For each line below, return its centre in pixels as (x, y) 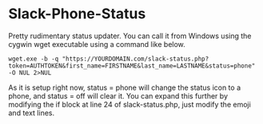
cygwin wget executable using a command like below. (97, 44)
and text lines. (32, 113)
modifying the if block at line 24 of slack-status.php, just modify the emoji (130, 104)
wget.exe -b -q (34, 59)
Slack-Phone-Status (77, 14)
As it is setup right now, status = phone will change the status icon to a (125, 87)
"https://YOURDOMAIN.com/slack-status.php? (135, 59)
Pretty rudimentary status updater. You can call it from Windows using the (130, 36)
